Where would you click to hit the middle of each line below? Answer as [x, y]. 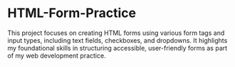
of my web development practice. [57, 56]
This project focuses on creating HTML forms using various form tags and [116, 33]
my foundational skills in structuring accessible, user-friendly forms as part [117, 48]
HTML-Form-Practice [72, 13]
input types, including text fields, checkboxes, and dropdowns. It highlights [117, 40]
